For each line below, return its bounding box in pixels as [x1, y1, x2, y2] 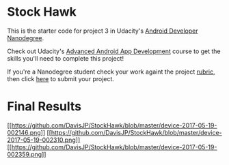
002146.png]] [7, 128, 46, 136]
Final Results [7, 99, 82, 115]
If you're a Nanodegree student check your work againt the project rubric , [7, 67, 215, 76]
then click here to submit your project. [7, 74, 115, 82]
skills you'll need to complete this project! [7, 54, 124, 62]
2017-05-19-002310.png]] [7, 136, 81, 144]
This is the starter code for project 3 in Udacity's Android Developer [7, 27, 198, 35]
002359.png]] [7, 150, 46, 158]
